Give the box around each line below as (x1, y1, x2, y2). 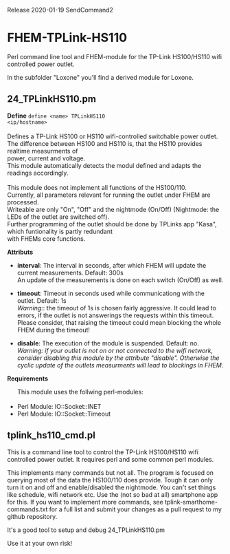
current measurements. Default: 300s (16, 268, 124, 277)
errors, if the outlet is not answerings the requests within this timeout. (16, 311, 214, 319)
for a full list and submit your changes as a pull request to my (49, 505, 222, 513)
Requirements (7, 374, 49, 383)
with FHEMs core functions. (7, 234, 86, 243)
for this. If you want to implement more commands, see (7, 498, 163, 506)
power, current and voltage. (7, 154, 86, 162)
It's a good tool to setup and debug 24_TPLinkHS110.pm (7, 526, 165, 534)
